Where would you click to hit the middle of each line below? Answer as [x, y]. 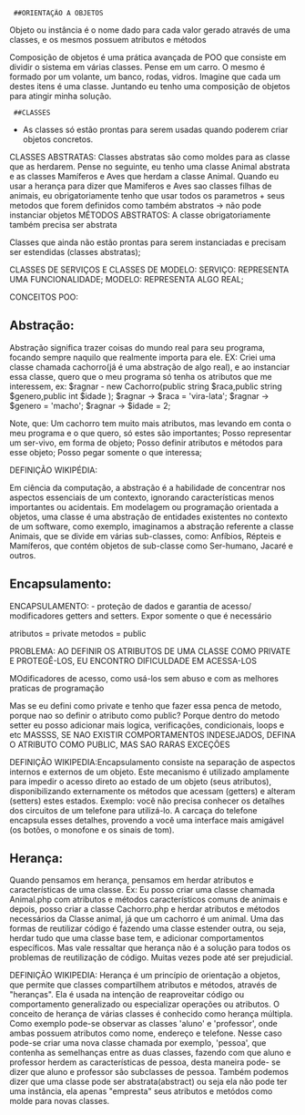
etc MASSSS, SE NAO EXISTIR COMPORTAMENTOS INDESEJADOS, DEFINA [152, 734]
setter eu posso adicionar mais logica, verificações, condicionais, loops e [147, 725]
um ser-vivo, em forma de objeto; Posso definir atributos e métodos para [146, 443]
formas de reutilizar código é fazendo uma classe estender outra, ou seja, [148, 928]
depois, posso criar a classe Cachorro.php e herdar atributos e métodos [145, 909]
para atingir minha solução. [61, 96]
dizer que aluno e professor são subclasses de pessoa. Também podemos [149, 1072]
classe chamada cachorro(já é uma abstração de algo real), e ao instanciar [150, 367]
